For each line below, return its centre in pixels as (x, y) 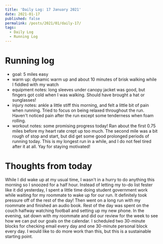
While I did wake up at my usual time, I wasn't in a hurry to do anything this (80, 179)
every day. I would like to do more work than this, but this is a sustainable (78, 231)
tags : (10, 28)
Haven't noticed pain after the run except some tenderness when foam (83, 115)
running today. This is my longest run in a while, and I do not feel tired (82, 141)
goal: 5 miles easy (30, 74)
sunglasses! (24, 100)
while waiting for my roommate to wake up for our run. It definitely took (76, 195)
